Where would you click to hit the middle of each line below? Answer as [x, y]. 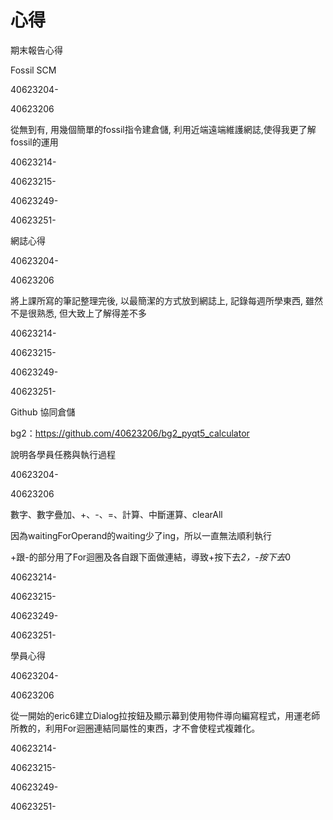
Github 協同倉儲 [43, 412]
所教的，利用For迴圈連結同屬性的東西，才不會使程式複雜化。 [135, 728]
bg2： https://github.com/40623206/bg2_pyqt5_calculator [130, 433]
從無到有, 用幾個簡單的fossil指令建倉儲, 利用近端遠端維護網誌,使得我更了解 [163, 129]
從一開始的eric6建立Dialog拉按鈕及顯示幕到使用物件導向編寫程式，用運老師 [165, 715]
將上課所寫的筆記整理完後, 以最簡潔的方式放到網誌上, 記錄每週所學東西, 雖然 [166, 300]
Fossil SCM [33, 70]
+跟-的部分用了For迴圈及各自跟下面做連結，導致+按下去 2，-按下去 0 [151, 557]
